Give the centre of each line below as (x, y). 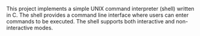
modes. (44, 28)
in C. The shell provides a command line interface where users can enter (98, 15)
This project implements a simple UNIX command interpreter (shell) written (100, 9)
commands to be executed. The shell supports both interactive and (91, 21)
